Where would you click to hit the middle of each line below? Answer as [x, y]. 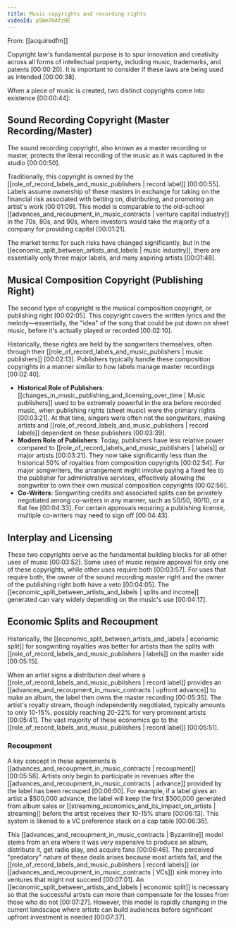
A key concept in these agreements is [62, 761]
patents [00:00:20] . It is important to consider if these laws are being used [116, 69]
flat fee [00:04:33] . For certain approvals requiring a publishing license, [121, 508]
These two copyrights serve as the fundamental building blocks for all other [117, 554]
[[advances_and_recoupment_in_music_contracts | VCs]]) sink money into [115, 872]
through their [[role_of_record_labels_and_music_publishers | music [105, 352]
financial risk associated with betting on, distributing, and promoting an [110, 199]
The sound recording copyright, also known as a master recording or [107, 148]
